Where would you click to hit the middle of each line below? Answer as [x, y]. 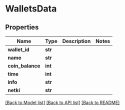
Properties [22, 27]
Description [76, 41]
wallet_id [19, 49]
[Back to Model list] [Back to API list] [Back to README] [62, 102]
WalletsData [31, 9]
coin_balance [24, 66]
